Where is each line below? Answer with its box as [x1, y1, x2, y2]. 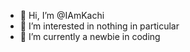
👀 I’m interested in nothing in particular [19, 20, 180, 32]
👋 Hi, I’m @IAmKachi [19, 10, 105, 21]
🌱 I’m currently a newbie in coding [19, 31, 161, 42]
